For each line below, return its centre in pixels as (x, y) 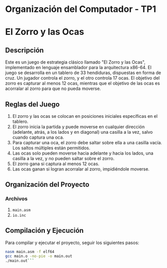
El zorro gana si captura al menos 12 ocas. (56, 164)
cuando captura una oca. (38, 137)
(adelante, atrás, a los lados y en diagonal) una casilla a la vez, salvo (83, 132)
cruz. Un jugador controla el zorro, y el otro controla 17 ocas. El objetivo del (83, 78)
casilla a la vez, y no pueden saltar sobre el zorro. (63, 158)
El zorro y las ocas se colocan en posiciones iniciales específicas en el (85, 116)
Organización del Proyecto (47, 185)
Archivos (16, 199)
